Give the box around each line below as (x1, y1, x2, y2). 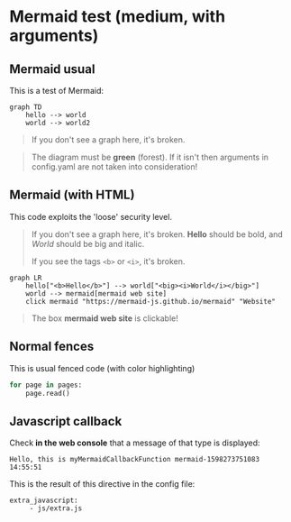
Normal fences (9, 339, 95, 354)
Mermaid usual (9, 61, 95, 77)
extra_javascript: (9, 496, 78, 506)
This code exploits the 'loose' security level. (9, 211, 173, 222)
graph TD (9, 103, 42, 112)
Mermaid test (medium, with (9, 6, 226, 27)
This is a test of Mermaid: (9, 86, 104, 96)
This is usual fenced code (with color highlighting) (9, 362, 196, 373)
